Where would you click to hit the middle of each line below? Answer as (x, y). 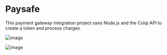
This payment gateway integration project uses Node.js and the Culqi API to (83, 23)
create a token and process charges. (43, 28)
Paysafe (23, 9)
